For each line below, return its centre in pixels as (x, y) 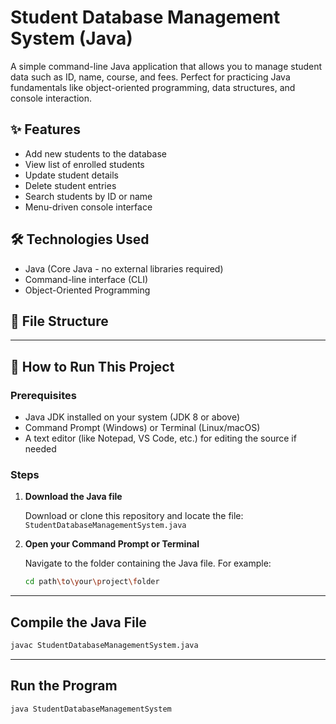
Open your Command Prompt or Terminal (112, 544)
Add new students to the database (95, 153)
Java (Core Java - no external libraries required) (124, 268)
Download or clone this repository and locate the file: (134, 516)
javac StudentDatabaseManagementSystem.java (104, 646)
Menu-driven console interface (88, 207)
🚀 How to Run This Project (92, 366)
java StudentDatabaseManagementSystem (91, 709)
